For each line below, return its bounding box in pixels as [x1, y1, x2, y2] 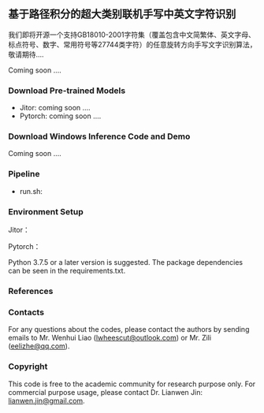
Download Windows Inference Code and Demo [8, 131, 191, 142]
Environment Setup [8, 206, 84, 217]
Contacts [8, 307, 45, 318]
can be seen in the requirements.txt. [8, 266, 126, 275]
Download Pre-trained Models [8, 85, 126, 96]
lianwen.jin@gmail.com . [8, 396, 85, 405]
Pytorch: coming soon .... [19, 111, 102, 121]
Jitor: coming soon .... [19, 103, 91, 113]
